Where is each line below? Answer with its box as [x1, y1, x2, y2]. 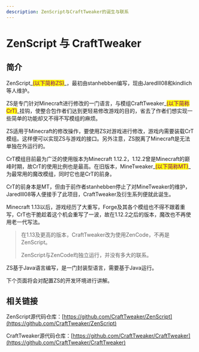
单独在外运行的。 [6, 142, 49, 150]
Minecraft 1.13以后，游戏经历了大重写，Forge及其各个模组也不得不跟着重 [6, 203, 186, 210]
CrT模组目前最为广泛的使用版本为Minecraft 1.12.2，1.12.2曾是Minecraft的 [6, 155, 185, 162]
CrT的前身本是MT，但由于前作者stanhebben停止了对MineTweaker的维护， [6, 183, 191, 190]
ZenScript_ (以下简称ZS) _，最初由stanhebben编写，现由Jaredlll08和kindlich [6, 79, 192, 86]
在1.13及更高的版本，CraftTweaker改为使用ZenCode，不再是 [20, 231, 170, 238]
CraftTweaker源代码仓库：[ [6, 332, 73, 339]
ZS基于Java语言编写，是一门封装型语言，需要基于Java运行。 [6, 264, 158, 271]
